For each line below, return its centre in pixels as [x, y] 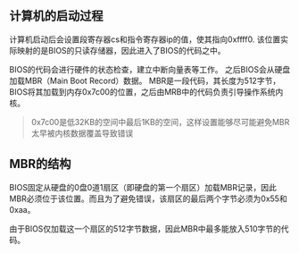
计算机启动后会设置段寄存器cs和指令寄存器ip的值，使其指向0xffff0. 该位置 [145, 39]
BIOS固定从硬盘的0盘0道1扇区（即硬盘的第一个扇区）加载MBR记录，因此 [143, 187]
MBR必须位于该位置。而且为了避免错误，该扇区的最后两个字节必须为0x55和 [148, 198]
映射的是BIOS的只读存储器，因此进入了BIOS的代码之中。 [121, 50]
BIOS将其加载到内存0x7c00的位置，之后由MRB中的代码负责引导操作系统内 [146, 91]
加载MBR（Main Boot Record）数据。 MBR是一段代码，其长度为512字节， [145, 80]
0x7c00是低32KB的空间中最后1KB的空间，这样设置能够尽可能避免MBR [160, 122]
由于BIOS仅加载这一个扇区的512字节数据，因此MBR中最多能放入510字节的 [145, 228]
